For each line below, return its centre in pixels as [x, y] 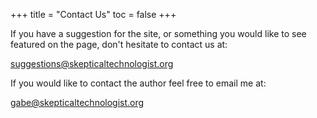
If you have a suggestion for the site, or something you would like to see [158, 33]
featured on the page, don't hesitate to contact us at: [119, 44]
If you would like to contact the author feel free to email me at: [138, 83]
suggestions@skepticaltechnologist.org [92, 63]
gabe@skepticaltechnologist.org [77, 102]
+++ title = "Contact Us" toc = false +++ [93, 14]
